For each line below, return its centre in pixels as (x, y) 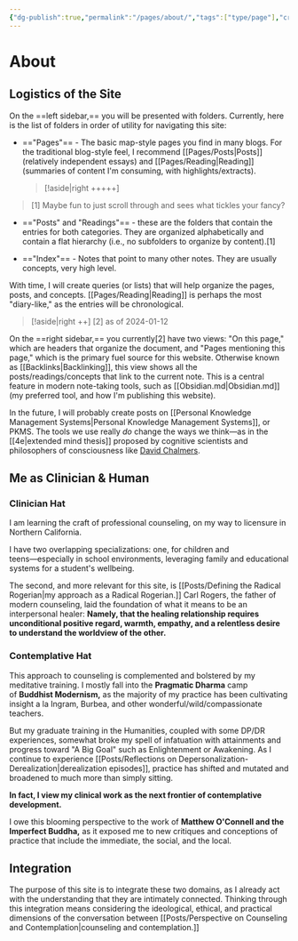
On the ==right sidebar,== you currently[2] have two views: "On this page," (147, 338)
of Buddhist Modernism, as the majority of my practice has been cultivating (149, 694)
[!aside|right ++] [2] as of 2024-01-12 (99, 321)
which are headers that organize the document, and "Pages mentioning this (147, 348)
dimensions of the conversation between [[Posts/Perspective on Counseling (149, 918)
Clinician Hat (37, 503)
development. (35, 804)
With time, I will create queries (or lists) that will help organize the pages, (142, 285)
